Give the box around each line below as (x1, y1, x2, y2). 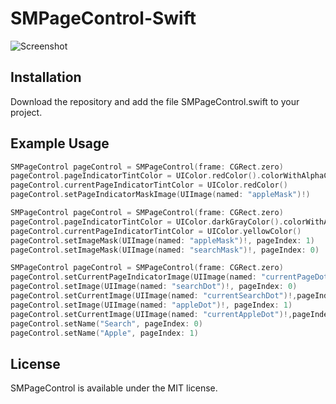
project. (10, 106, 43, 118)
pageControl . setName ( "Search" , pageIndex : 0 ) (10, 318, 203, 329)
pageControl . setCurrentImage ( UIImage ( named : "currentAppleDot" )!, (10, 309, 293, 319)
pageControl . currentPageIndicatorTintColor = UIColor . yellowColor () (10, 226, 302, 236)
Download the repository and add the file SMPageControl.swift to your (10, 95, 300, 107)
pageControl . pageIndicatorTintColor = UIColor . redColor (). (10, 171, 262, 181)
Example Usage (10, 135, 110, 152)
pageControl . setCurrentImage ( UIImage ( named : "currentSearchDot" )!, (10, 291, 298, 301)
